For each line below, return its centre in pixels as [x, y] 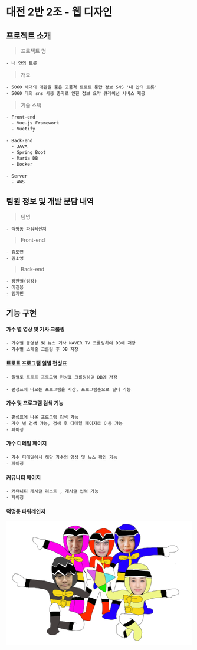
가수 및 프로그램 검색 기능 [35, 403]
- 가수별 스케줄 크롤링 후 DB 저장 [42, 349]
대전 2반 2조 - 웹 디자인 [59, 12]
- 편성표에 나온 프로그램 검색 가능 [42, 417]
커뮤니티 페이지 [24, 477]
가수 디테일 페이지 [27, 444]
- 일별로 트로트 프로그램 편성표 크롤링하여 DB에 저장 [62, 377]
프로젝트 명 [33, 51]
